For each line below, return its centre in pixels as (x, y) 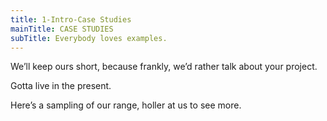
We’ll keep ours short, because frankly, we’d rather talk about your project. (164, 67)
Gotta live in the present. (61, 86)
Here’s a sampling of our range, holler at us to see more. (126, 105)
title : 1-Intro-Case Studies (71, 19)
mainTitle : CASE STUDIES (62, 29)
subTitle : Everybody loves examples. (89, 38)
